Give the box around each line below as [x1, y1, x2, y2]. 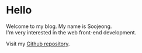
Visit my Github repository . [6, 40, 70, 47]
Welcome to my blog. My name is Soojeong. [6, 23, 112, 30]
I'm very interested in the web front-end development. [6, 29, 137, 36]
